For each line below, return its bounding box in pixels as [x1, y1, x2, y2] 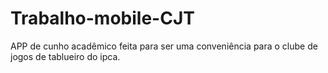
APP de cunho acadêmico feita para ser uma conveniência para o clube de [10, 40, 318, 52]
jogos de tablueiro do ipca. [10, 50, 121, 62]
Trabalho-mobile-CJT [10, 7, 195, 30]
